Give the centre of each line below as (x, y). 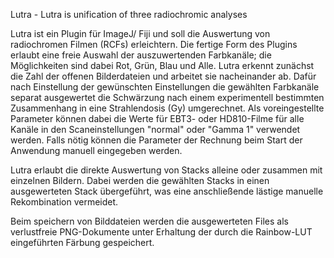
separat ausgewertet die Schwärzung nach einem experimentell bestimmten (167, 97)
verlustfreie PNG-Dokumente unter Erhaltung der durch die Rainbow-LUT (161, 232)
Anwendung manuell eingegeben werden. (96, 150)
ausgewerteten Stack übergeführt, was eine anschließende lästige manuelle (167, 191)
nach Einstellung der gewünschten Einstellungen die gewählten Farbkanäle (165, 87)
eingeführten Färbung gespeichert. (82, 242)
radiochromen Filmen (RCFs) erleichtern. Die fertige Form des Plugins (154, 44)
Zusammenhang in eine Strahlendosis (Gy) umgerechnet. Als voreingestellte (167, 108)
